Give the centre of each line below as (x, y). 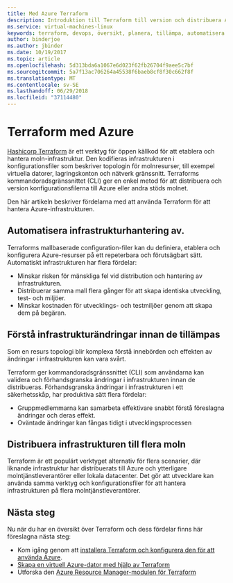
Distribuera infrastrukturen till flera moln (96, 444)
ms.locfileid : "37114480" (44, 98)
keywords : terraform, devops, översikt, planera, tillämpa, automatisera (116, 33)
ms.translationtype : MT (42, 78)
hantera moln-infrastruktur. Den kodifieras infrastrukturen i (91, 158)
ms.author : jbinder (35, 46)
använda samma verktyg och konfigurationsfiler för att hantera (96, 483)
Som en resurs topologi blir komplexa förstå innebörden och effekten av (110, 351)
